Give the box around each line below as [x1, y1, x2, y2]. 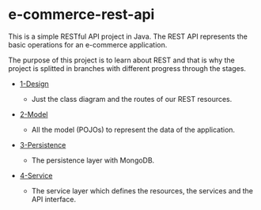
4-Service [19, 171, 53, 180]
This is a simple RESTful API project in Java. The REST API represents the [8, 32, 248, 41]
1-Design [19, 79, 49, 88]
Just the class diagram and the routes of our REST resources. [31, 94, 233, 103]
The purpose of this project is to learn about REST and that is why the [8, 55, 236, 65]
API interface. [31, 194, 77, 204]
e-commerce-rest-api [8, 6, 155, 24]
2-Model [19, 109, 48, 119]
